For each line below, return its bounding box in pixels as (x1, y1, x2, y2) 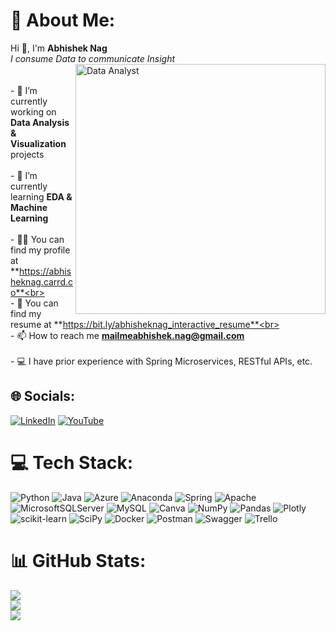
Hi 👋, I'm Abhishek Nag (10, 42, 108, 54)
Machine (10, 201, 48, 213)
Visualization (10, 137, 67, 149)
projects (10, 148, 45, 160)
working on (10, 105, 57, 118)
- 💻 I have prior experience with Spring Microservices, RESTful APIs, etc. (10, 355, 313, 367)
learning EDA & (10, 190, 73, 203)
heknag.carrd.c (10, 275, 74, 288)
